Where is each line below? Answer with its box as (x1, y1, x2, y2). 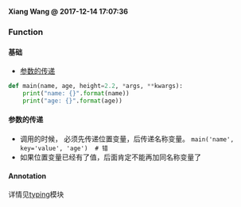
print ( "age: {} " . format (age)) (22, 97, 123, 105)
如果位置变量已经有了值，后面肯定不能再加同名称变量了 (19, 152, 201, 162)
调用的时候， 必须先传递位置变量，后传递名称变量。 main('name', (19, 134, 235, 144)
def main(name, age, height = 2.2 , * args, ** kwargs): (8, 82, 183, 90)
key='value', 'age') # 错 (19, 144, 109, 152)
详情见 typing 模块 (8, 190, 64, 199)
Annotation (8, 171, 47, 181)
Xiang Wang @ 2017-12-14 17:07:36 (8, 7, 129, 16)
